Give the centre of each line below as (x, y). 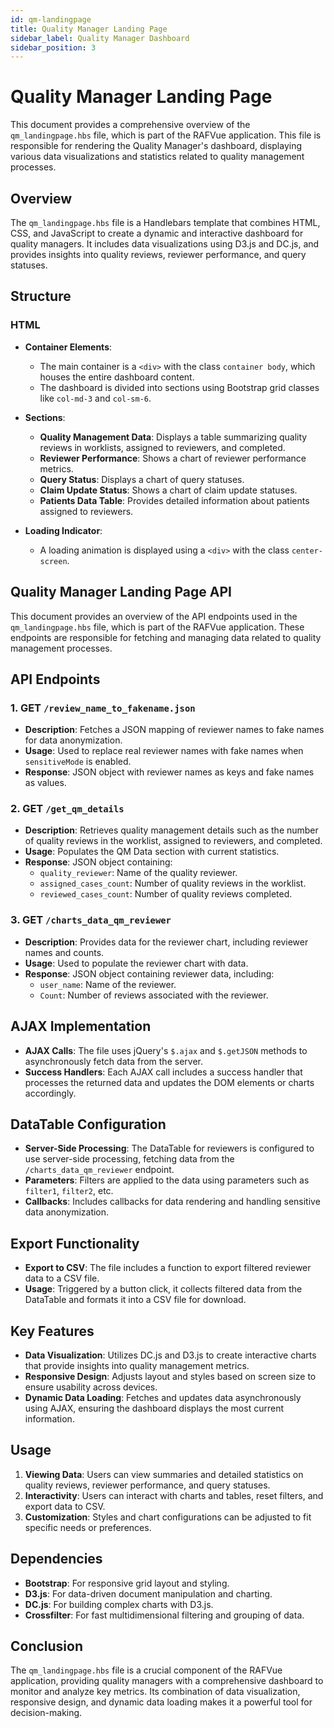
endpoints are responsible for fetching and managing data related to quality (166, 637)
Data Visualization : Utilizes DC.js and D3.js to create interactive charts (170, 1355)
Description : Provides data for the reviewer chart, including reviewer (166, 942)
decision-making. (46, 1713)
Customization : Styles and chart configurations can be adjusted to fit (168, 1517)
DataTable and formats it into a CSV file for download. (135, 1300)
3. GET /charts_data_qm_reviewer (91, 920)
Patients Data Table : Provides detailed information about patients (174, 500)
